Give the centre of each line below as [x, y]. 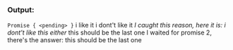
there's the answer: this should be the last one [75, 40]
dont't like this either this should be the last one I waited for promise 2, [109, 32]
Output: [21, 10]
